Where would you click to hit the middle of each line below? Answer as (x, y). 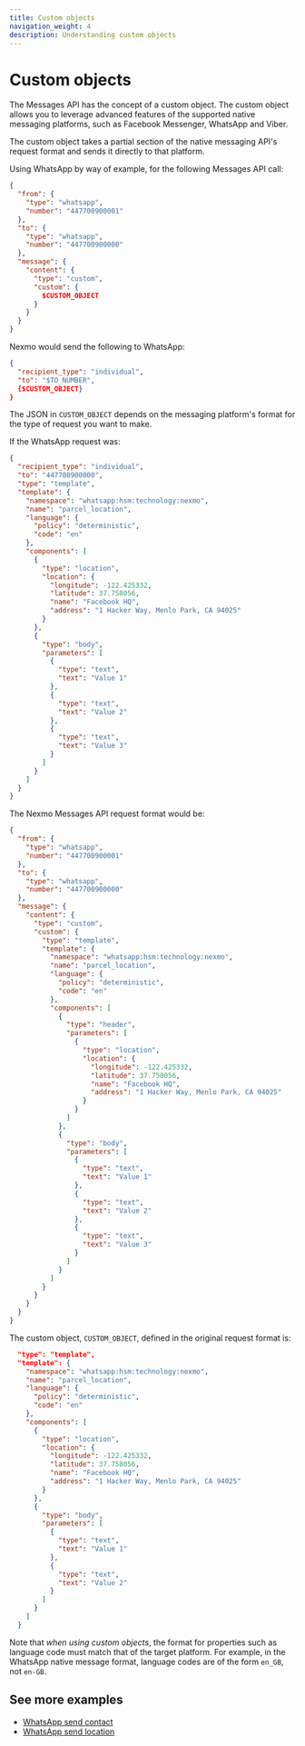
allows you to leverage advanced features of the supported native (133, 115)
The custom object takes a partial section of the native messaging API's (143, 142)
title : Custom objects (52, 18)
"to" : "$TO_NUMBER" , (56, 380)
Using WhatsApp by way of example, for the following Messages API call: (147, 169)
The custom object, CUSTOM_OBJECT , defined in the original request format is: (150, 1338)
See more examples (67, 1700)
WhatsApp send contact (68, 1721)
